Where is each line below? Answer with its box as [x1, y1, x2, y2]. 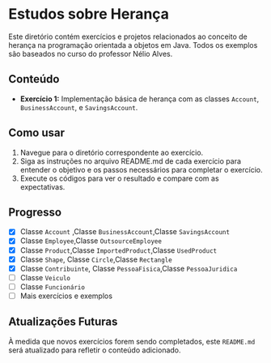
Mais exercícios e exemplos [19, 291, 113, 301]
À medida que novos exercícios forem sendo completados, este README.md [8, 336, 256, 346]
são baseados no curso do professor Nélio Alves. [8, 49, 173, 58]
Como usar [8, 126, 66, 140]
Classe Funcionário [19, 281, 85, 292]
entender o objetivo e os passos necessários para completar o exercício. [19, 164, 263, 174]
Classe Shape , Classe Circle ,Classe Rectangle [19, 254, 172, 264]
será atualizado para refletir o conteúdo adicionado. [8, 345, 181, 355]
